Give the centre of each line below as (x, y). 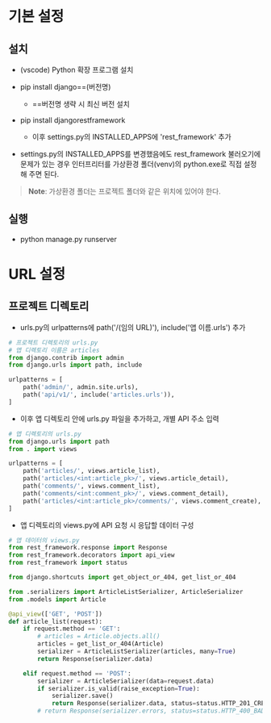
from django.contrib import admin (67, 357)
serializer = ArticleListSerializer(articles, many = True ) (137, 652)
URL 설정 (37, 274)
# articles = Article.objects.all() (99, 637)
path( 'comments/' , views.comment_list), (92, 486)
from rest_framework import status (68, 563)
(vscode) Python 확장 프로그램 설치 (77, 70)
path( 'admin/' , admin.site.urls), (81, 387)
